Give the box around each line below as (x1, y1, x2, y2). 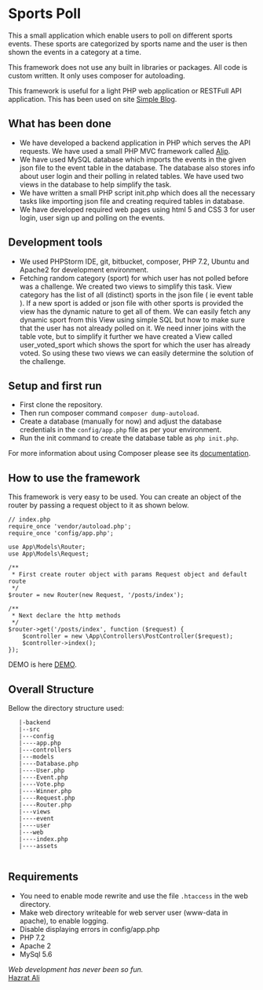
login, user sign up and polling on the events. (19, 213, 166, 222)
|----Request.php (18, 794, 76, 802)
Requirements (8, 870, 79, 883)
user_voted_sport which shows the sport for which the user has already (19, 340, 251, 349)
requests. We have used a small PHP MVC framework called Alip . (19, 146, 231, 155)
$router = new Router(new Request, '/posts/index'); (8, 591, 184, 599)
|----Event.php (18, 773, 68, 781)
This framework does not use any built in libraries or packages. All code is (8, 62, 248, 71)
